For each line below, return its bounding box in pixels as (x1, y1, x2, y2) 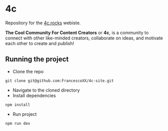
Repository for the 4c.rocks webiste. (5, 20, 81, 26)
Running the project (5, 55, 69, 64)
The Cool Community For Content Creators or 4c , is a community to (5, 29, 149, 35)
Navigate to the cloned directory (12, 87, 80, 93)
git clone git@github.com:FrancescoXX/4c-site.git (5, 78, 114, 83)
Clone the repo (12, 68, 44, 74)
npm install (5, 102, 30, 107)
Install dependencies (12, 92, 57, 99)
